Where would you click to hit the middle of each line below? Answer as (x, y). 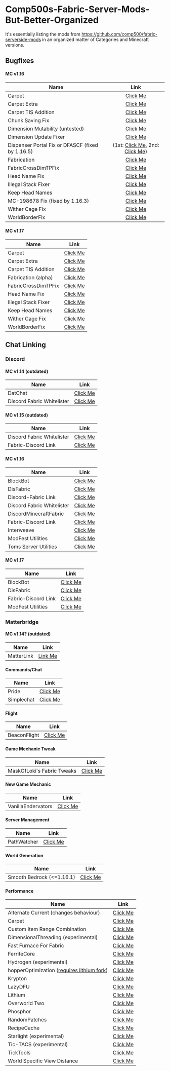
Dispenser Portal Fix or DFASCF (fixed (53, 145)
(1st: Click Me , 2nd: (136, 145)
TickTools (19, 1053)
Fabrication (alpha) (30, 277)
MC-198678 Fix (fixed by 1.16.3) (49, 201)
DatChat (18, 393)
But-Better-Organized (52, 20)
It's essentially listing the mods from (43, 34)
